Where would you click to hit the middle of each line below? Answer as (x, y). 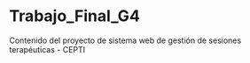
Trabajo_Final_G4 (74, 16)
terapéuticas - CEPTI (47, 49)
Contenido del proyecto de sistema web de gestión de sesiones (125, 40)
